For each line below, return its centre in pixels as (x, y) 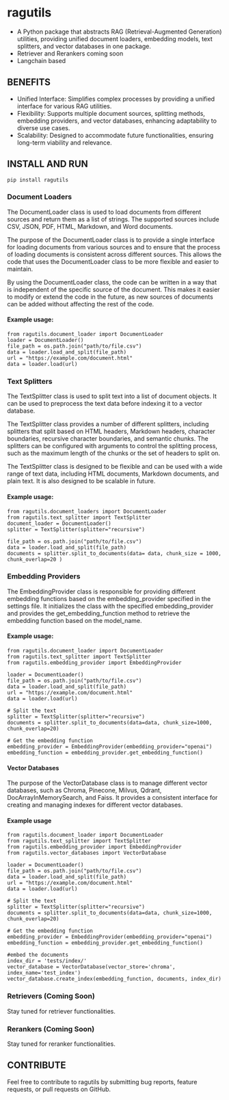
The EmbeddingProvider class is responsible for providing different (102, 591)
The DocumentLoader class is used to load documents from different (104, 212)
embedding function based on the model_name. (75, 620)
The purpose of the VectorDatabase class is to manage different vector (107, 783)
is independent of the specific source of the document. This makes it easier (113, 289)
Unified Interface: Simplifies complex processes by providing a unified (116, 99)
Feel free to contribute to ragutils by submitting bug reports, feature (102, 1081)
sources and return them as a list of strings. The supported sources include (113, 219)
